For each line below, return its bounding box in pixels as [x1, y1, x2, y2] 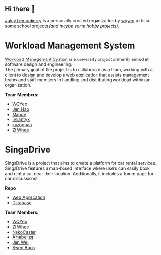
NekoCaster [12, 229, 36, 235]
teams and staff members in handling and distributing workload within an [5, 77, 151, 83]
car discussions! [5, 176, 38, 181]
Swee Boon [12, 244, 35, 250]
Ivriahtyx [12, 117, 30, 122]
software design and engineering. [5, 61, 73, 67]
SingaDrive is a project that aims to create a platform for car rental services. [5, 160, 157, 166]
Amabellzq [12, 234, 34, 240]
